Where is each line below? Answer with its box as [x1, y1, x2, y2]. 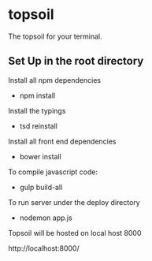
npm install [19, 91, 56, 100]
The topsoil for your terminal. [8, 32, 102, 41]
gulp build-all [19, 182, 63, 192]
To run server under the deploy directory [8, 197, 140, 207]
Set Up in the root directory [8, 54, 144, 68]
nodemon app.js [19, 213, 72, 222]
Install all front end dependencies [8, 136, 117, 146]
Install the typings [8, 106, 66, 115]
